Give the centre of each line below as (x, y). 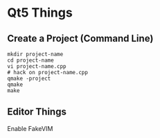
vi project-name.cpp (37, 67)
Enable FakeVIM (30, 128)
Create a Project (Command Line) (80, 38)
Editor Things (37, 112)
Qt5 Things (40, 13)
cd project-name (30, 60)
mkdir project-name (35, 54)
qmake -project (29, 78)
